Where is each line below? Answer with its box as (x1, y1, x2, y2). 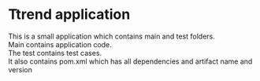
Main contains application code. (8, 39, 112, 49)
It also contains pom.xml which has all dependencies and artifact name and (8, 57, 253, 66)
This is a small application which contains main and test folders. (8, 31, 215, 41)
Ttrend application (8, 6, 131, 24)
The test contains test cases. (8, 48, 102, 57)
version (8, 64, 33, 74)
